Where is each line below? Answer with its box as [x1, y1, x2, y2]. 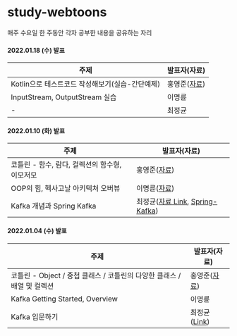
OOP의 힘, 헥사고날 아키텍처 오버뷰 [11, 184, 121, 194]
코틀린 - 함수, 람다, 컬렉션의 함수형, [11, 160, 122, 170]
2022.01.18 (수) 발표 [7, 46, 66, 54]
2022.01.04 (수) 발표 [7, 226, 67, 235]
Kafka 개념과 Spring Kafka [11, 201, 97, 211]
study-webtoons [7, 4, 107, 20]
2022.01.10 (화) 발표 [7, 126, 66, 135]
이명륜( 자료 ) [136, 184, 175, 194]
